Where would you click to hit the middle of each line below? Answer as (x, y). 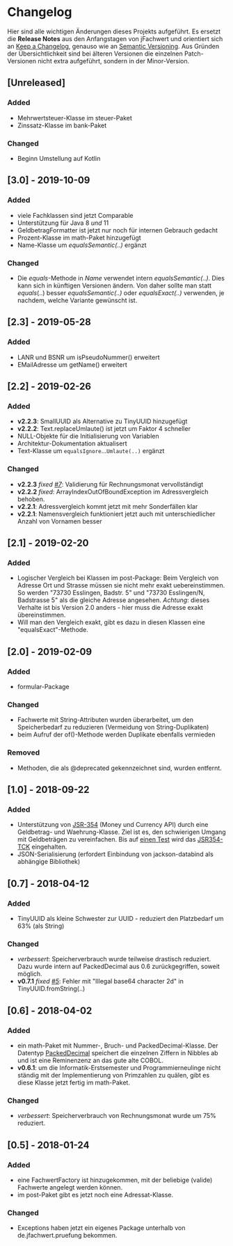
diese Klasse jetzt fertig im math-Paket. (74, 1082)
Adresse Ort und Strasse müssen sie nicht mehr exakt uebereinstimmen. (121, 585)
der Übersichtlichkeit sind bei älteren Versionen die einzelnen (95, 54)
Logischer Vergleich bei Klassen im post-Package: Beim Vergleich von (118, 578)
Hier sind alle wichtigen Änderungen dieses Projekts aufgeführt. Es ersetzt (114, 31)
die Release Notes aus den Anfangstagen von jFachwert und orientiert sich (115, 38)
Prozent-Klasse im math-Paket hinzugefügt (79, 237)
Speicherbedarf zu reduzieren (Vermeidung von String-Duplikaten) (113, 727)
